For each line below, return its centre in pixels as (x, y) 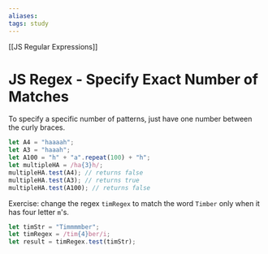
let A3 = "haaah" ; (39, 150)
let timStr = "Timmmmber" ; (54, 227)
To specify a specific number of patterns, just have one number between (130, 119)
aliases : (23, 16)
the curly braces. (37, 127)
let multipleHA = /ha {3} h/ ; (56, 166)
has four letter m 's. (39, 212)
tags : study (28, 24)
